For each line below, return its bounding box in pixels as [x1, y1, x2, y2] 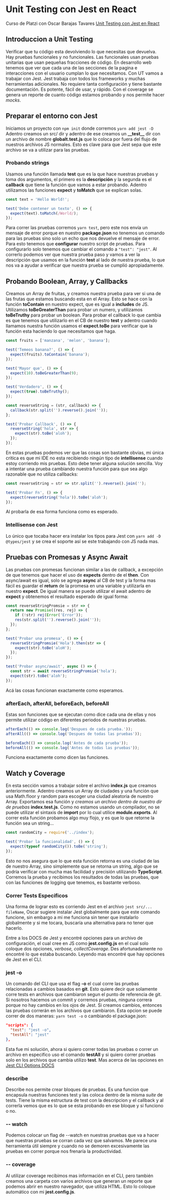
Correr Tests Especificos [6, 892, 68, 899]
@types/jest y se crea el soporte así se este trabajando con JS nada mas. [6, 538, 159, 544]
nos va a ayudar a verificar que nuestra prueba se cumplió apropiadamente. [6, 262, 164, 268]
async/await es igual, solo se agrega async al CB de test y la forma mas [6, 577, 156, 583]
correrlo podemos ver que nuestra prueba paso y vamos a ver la [6, 252, 141, 258]
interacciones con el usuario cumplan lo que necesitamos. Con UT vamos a [6, 70, 163, 76]
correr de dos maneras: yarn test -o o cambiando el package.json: [6, 1013, 147, 1019]
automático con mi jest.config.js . [6, 1188, 75, 1195]
